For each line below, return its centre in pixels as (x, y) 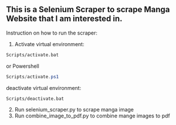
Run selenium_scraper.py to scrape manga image (74, 110)
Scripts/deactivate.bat (35, 99)
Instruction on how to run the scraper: (52, 33)
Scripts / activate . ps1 (33, 77)
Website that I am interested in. (64, 19)
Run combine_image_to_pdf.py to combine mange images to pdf (92, 116)
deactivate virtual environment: (44, 88)
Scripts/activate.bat (33, 55)
